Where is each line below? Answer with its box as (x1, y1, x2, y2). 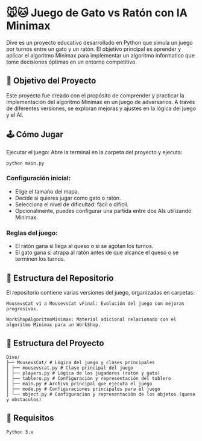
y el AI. (6, 111, 24, 118)
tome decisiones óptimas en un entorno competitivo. (6, 58, 137, 65)
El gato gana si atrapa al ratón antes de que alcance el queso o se (14, 249, 179, 256)
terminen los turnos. (14, 255, 65, 263)
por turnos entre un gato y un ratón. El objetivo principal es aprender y (6, 45, 181, 53)
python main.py (6, 160, 45, 166)
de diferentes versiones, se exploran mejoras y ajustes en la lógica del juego (6, 105, 197, 112)
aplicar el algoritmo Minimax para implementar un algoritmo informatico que (6, 51, 195, 59)
